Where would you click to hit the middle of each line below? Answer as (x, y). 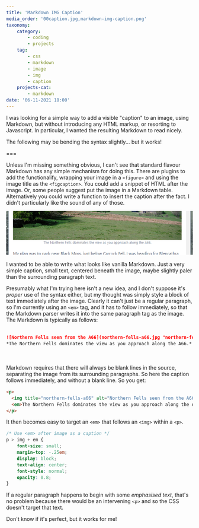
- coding (38, 38)
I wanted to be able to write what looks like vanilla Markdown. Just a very (95, 264)
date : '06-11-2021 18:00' (38, 100)
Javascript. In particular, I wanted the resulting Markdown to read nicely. (94, 130)
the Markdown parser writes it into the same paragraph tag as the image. (95, 313)
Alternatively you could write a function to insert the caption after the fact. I (98, 196)
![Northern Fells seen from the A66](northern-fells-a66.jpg (83, 338)
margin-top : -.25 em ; (42, 453)
